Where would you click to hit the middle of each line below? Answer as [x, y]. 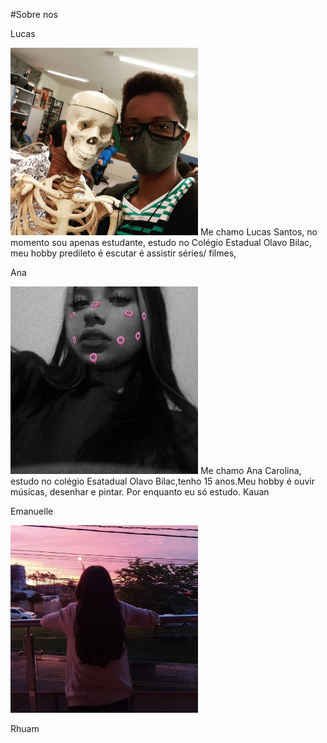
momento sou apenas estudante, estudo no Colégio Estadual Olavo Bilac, [161, 242]
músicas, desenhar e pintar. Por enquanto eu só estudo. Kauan [140, 492]
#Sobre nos [34, 14]
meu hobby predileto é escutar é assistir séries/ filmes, [123, 253]
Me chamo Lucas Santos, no [258, 232]
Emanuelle [32, 511]
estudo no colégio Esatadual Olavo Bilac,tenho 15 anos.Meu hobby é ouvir [162, 481]
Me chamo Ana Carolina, [250, 470]
